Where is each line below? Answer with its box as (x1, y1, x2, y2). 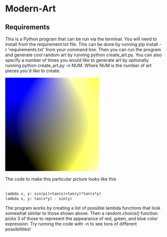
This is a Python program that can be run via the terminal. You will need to (5, 36, 157, 42)
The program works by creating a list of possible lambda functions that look (5, 205, 161, 211)
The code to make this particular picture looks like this (5, 176, 117, 182)
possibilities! (5, 226, 31, 232)
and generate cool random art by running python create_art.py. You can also (5, 52, 162, 58)
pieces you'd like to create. (5, 68, 61, 74)
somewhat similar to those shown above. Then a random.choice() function (5, 210, 158, 216)
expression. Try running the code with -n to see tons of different (5, 221, 137, 227)
